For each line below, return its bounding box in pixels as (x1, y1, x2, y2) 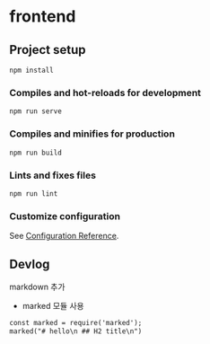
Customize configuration (9, 209, 121, 222)
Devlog (9, 256, 50, 271)
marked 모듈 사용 (22, 301, 84, 311)
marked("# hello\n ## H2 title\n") (9, 326, 143, 336)
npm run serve (9, 107, 63, 116)
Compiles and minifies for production (9, 128, 175, 140)
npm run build (9, 148, 63, 157)
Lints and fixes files (9, 169, 97, 181)
